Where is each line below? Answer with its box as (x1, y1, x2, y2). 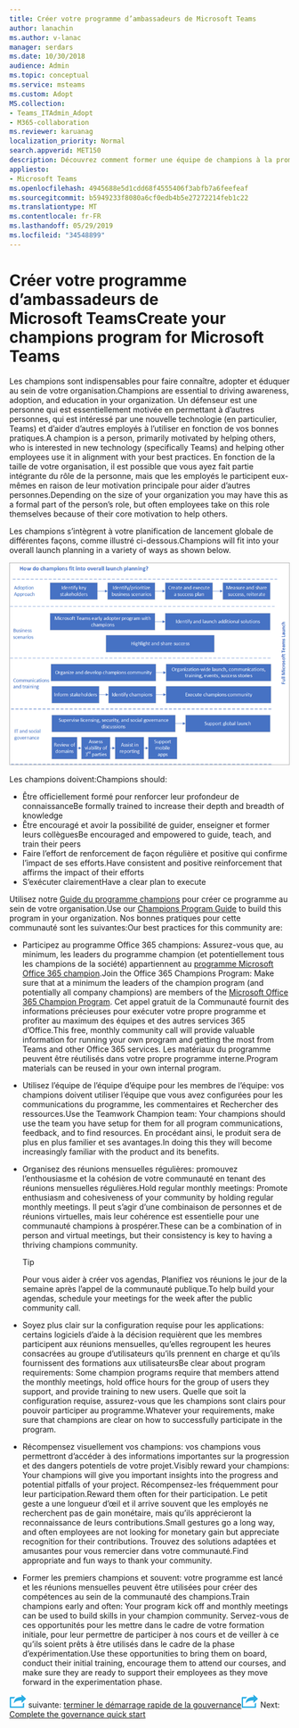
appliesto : (9, 165, 50, 174)
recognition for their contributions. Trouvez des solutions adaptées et (21, 1535, 277, 1547)
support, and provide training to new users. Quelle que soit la (21, 1385, 246, 1396)
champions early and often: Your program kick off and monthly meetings (21, 1600, 289, 1611)
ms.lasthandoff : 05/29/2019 (9, 221, 114, 231)
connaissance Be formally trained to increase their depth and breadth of (21, 800, 285, 811)
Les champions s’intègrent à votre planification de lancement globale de (9, 525, 274, 536)
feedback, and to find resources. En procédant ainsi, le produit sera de (21, 1127, 282, 1137)
